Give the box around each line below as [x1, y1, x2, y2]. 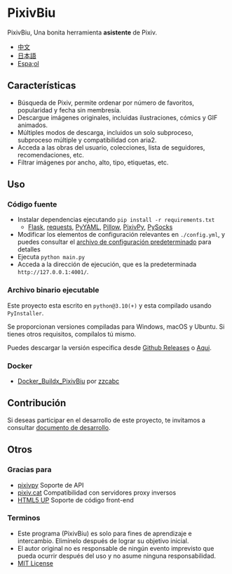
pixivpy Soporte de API [17, 481, 84, 489]
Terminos [7, 513, 41, 523]
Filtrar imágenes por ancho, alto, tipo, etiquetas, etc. [17, 158, 169, 167]
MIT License [17, 559, 54, 567]
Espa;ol [17, 59, 40, 67]
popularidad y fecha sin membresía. [17, 105, 121, 114]
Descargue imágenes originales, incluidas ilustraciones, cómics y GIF [17, 113, 218, 122]
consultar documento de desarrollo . [7, 423, 111, 431]
